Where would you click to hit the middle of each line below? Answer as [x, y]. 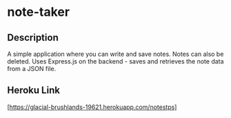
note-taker [39, 12]
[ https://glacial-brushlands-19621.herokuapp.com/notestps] [92, 107]
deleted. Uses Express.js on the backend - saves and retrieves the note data [115, 61]
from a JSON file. [32, 69]
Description [33, 38]
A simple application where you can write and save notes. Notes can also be [115, 54]
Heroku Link [34, 90]
